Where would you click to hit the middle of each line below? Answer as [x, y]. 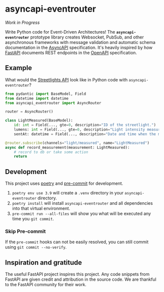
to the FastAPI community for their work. [46, 285]
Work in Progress [22, 22]
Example [19, 68]
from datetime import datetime [37, 98]
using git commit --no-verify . [36, 247]
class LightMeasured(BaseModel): [39, 120]
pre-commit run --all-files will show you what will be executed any [82, 214]
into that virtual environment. [41, 209]
